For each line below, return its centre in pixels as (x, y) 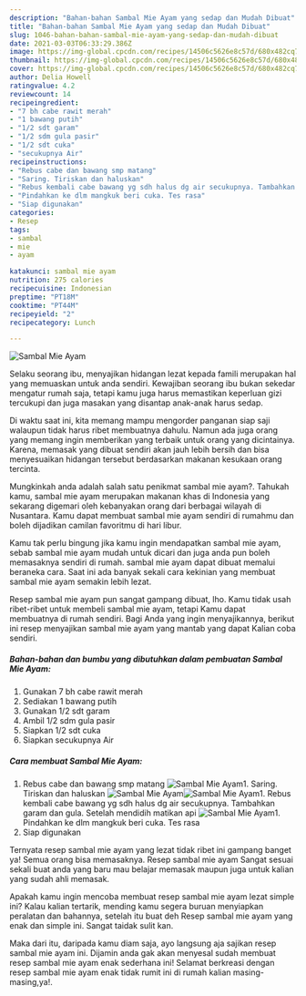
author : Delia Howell (51, 77)
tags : (20, 230)
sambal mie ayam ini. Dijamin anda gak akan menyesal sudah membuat (143, 953)
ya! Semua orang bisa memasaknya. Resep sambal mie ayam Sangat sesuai (152, 860)
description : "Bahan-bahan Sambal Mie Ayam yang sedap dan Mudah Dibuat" (153, 18)
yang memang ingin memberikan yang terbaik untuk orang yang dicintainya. (152, 440)
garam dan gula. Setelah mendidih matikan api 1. (151, 813)
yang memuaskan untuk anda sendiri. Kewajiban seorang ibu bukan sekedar (153, 384)
